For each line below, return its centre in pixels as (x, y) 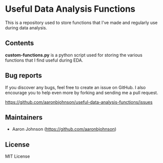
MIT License (18, 156)
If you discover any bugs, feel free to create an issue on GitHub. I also (75, 87)
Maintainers (24, 117)
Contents (20, 43)
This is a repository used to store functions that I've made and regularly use (81, 23)
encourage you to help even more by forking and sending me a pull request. (81, 93)
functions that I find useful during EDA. (44, 60)
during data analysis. (26, 27)
